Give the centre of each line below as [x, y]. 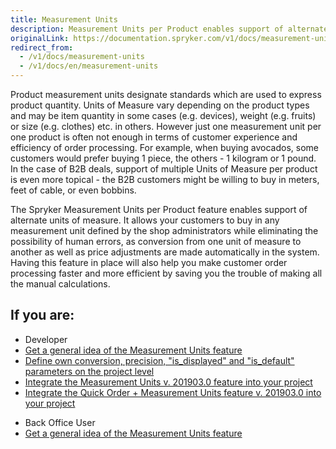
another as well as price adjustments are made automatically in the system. [165, 252]
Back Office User [60, 422]
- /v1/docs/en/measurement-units [89, 66]
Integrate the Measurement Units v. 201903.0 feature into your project [168, 382]
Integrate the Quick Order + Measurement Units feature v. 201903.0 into [173, 392]
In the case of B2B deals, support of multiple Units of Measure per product [164, 169]
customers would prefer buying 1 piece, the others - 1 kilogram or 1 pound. [163, 158]
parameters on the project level [89, 371]
